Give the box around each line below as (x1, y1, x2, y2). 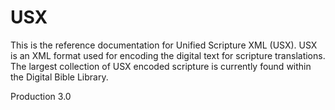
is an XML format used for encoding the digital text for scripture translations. (10, 49, 326, 61)
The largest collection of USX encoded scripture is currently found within (10, 60, 312, 72)
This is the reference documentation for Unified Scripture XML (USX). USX (10, 39, 318, 51)
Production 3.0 (10, 90, 72, 102)
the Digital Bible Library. (10, 71, 109, 83)
